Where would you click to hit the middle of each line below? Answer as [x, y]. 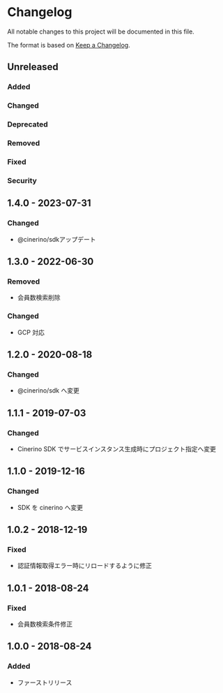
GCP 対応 [31, 332]
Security [22, 180]
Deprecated [28, 124]
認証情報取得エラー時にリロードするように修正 [84, 566]
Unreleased [33, 67]
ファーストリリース [45, 683]
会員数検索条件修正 [45, 624]
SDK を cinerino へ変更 [50, 507]
